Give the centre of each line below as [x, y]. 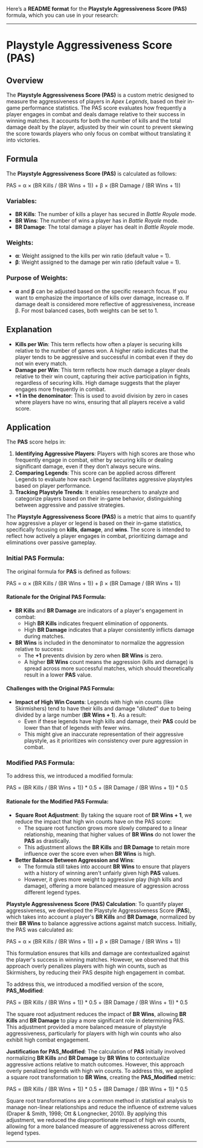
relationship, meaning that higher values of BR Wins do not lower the [110, 834]
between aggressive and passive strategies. [70, 505]
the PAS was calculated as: [40, 930]
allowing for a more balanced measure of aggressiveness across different [98, 1126]
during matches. [44, 636]
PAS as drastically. [47, 841]
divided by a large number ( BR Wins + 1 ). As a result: [81, 715]
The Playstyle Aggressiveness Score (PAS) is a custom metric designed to [100, 95]
